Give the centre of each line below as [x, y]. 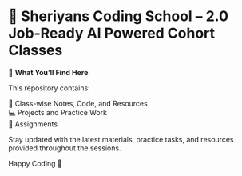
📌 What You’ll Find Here [48, 72]
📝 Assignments [33, 124]
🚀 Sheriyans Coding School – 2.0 [119, 16]
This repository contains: [49, 88]
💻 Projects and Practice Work [58, 112]
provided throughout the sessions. [65, 148]
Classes [36, 50]
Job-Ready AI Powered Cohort [112, 33]
